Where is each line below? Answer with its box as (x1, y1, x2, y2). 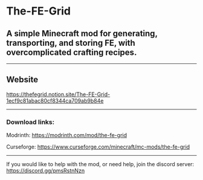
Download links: (6, 118, 55, 126)
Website (6, 74, 38, 85)
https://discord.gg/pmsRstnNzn (6, 167, 85, 175)
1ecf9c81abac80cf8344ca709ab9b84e (6, 97, 104, 104)
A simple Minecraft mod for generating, (6, 28, 158, 39)
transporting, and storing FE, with (6, 37, 136, 48)
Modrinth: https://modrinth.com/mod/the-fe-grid (6, 132, 127, 139)
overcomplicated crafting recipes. (6, 47, 137, 57)
